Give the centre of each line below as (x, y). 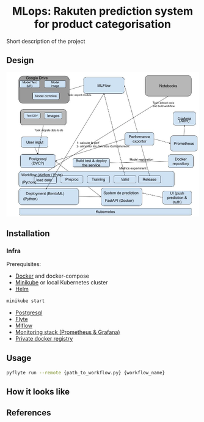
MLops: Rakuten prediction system (103, 11)
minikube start (26, 301)
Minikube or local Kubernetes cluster (61, 283)
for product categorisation (103, 24)
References (29, 413)
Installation (28, 234)
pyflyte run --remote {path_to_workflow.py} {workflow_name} (86, 373)
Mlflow (24, 326)
